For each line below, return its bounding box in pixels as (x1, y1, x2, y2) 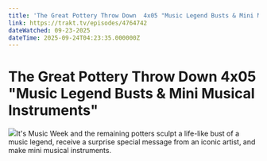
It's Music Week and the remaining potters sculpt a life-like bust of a (16, 128, 240, 139)
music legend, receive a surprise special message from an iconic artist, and (8, 137, 256, 147)
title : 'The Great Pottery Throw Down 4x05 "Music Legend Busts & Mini (8, 11, 254, 20)
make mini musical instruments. (8, 146, 112, 155)
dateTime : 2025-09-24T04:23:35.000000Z (8, 33, 141, 42)
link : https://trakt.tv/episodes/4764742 (8, 19, 148, 27)
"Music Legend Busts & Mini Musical (8, 85, 256, 103)
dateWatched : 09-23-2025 (8, 26, 91, 34)
